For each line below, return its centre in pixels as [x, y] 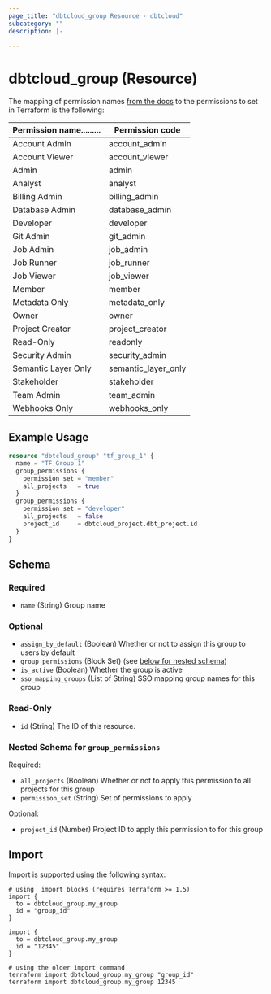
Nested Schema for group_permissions [84, 747]
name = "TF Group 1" [50, 463]
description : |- [36, 31]
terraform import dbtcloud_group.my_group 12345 [92, 982]
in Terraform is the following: [56, 110]
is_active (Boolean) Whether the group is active [101, 670]
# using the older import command [67, 968]
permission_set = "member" [69, 478]
